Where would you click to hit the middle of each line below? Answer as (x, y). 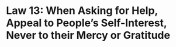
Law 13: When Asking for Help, (82, 11)
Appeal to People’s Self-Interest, (87, 23)
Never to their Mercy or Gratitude (88, 35)
